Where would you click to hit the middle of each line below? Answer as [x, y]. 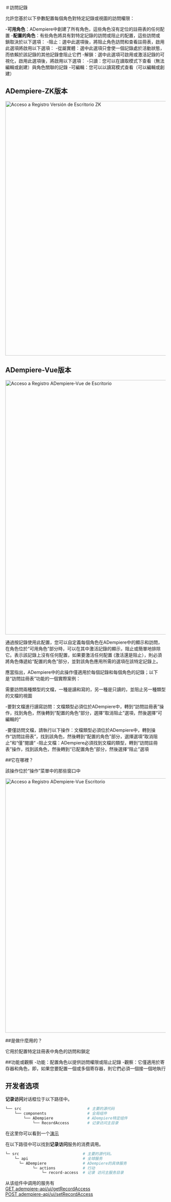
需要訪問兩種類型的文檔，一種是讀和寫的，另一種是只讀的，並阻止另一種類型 [85, 689]
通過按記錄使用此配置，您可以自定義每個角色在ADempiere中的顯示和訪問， [84, 642]
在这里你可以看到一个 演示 [32, 1133]
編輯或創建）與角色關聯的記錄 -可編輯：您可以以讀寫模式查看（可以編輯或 [83, 67]
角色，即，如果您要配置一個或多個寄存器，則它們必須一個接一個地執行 [92, 1068]
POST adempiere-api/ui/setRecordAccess [49, 1194]
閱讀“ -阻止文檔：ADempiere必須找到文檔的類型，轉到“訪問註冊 [91, 742]
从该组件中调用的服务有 [30, 1183]
